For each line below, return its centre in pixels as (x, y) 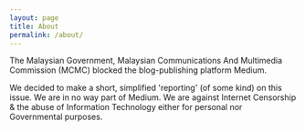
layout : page (34, 18)
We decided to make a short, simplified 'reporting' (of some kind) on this (146, 88)
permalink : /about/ (47, 35)
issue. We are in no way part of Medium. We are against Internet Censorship (153, 97)
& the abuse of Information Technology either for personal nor (126, 107)
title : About (34, 26)
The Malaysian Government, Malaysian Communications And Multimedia (146, 61)
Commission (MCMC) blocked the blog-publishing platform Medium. (138, 70)
